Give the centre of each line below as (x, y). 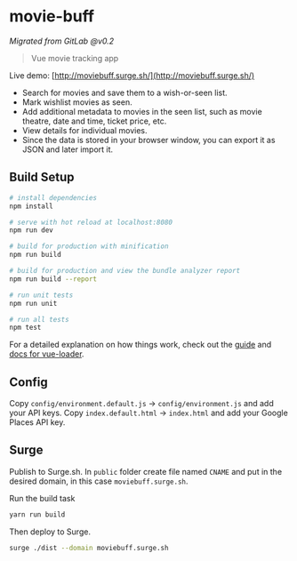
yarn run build (37, 514)
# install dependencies (53, 197)
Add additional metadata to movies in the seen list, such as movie (142, 111)
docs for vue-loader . (47, 354)
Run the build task (42, 498)
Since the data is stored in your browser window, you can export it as (148, 140)
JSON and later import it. (68, 149)
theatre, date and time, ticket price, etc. (94, 121)
